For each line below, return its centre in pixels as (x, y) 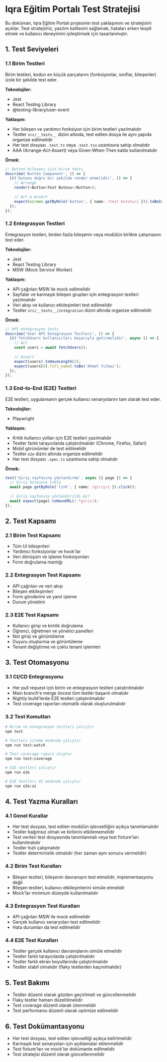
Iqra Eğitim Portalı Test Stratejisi (73, 9)
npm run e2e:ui (21, 786)
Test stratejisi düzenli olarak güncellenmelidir (58, 1054)
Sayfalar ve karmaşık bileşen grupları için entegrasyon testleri (76, 294)
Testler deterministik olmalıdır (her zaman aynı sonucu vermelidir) (79, 853)
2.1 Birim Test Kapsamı (33, 535)
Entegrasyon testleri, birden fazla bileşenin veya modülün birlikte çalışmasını (83, 234)
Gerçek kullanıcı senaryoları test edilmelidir (56, 922)
